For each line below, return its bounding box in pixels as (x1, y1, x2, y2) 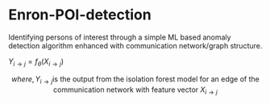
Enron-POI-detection (8, 6, 152, 24)
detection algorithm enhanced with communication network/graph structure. (8, 40, 263, 50)
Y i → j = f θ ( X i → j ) (8, 56, 64, 68)
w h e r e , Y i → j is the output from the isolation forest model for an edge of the (11, 74, 260, 85)
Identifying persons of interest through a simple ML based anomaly (8, 32, 231, 42)
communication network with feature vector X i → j (53, 85, 218, 96)
